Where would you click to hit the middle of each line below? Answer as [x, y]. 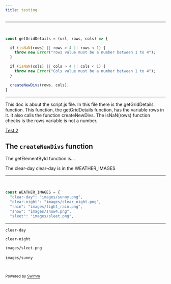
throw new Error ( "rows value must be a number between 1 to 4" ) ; [85, 52]
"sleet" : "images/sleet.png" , [42, 216]
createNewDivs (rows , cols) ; [40, 85]
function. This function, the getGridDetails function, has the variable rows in [85, 109]
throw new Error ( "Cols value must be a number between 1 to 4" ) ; [85, 71]
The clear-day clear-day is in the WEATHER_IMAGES [61, 168]
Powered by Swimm [23, 276]
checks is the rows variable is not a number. [51, 121]
